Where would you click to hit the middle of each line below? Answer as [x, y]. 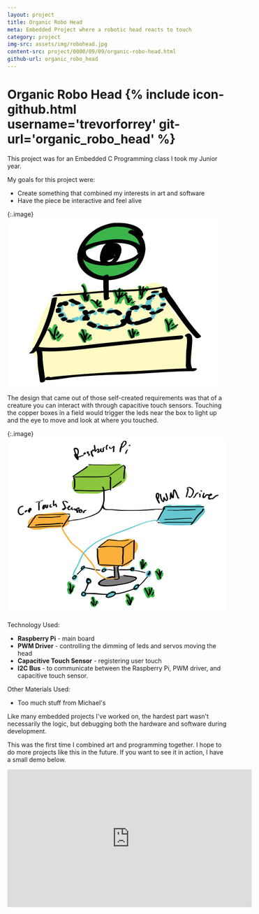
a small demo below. [37, 759]
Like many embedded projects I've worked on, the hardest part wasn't [108, 716]
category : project [34, 37]
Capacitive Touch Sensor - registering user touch [89, 661]
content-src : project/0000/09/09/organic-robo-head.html [92, 52]
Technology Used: [34, 625]
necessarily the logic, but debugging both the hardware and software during [117, 724]
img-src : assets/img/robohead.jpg [58, 44]
